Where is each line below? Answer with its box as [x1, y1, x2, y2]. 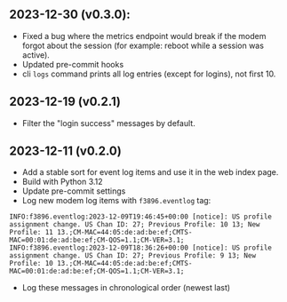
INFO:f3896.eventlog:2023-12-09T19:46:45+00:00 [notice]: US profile [9, 212, 273, 221]
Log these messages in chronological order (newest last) [21, 282, 231, 293]
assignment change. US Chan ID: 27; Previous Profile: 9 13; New [9, 251, 256, 260]
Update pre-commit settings [21, 186, 126, 196]
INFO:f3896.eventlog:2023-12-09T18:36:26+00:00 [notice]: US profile [9, 243, 273, 252]
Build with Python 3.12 [21, 177, 104, 187]
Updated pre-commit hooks [21, 59, 124, 69]
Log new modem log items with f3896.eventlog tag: [21, 195, 211, 206]
